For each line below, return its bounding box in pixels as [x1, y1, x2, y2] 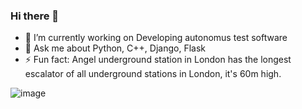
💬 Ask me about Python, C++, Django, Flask [24, 42, 206, 54]
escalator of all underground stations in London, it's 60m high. [24, 68, 282, 80]
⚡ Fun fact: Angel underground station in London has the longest [24, 54, 292, 66]
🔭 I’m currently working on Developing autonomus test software [24, 32, 288, 44]
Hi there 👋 [10, 9, 60, 23]
